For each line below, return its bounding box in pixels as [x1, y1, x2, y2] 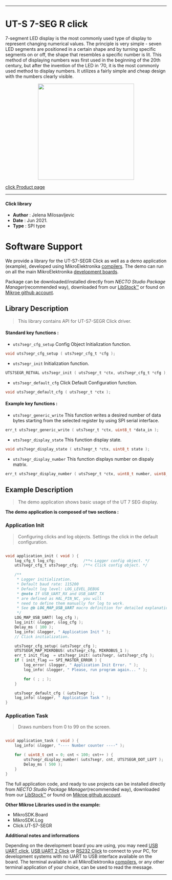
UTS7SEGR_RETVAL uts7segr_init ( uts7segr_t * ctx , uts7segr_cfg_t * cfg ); [5, 370, 168, 375]
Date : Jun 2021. [12, 218, 48, 224]
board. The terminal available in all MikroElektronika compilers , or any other [5, 858, 165, 865]
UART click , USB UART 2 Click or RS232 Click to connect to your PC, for [5, 848, 158, 854]
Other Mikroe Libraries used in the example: [5, 801, 101, 808]
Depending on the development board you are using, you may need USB [5, 842, 158, 848]
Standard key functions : [5, 329, 59, 336]
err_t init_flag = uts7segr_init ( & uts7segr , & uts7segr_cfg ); [14, 653, 155, 658]
